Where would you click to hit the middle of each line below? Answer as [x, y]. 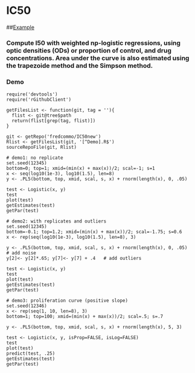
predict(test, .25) [31, 354]
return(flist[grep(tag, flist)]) [54, 121]
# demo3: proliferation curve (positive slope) [67, 301]
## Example [21, 27]
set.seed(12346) [27, 306]
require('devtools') [32, 94]
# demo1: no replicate [35, 158]
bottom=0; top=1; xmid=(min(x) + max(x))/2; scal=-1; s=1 [81, 169]
